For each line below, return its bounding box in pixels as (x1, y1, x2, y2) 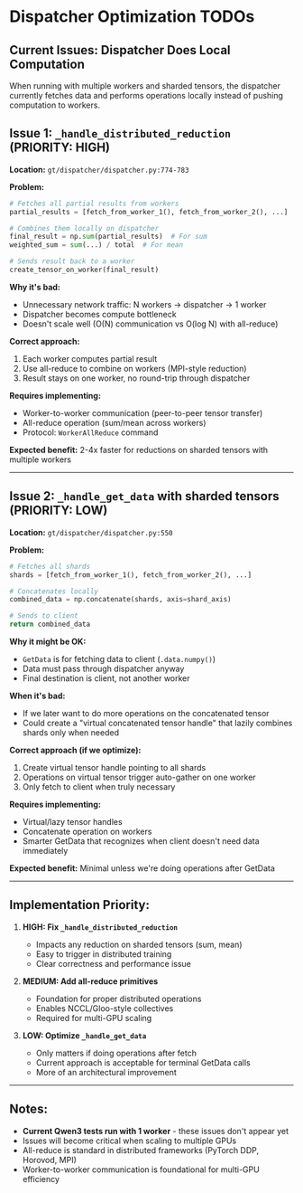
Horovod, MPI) (22, 1154, 77, 1165)
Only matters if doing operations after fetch (35, 1047, 197, 1058)
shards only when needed (22, 727, 120, 738)
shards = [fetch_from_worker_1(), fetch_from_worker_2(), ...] (9, 570, 252, 580)
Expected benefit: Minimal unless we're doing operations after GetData (9, 863, 275, 874)
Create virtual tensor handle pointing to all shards (22, 762, 207, 772)
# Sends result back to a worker (9, 257, 135, 266)
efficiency (22, 1173, 60, 1184)
